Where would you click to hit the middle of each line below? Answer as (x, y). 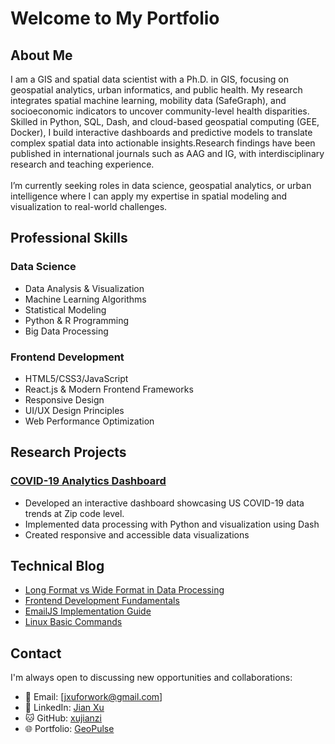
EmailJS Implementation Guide (88, 611)
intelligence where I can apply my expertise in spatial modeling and (149, 196)
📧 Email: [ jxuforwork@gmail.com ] (93, 697)
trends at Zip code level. (74, 513)
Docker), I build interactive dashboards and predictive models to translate (161, 132)
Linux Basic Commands (73, 622)
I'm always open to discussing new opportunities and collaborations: (151, 678)
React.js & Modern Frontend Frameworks (109, 389)
